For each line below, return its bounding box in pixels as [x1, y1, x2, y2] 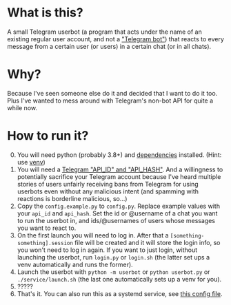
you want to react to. [17, 224, 77, 232]
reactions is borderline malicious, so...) [17, 194, 128, 202]
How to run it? [7, 128, 89, 144]
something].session [17, 240, 74, 246]
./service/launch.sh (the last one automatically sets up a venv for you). [17, 275, 222, 283]
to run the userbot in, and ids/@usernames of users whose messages [17, 216, 216, 224]
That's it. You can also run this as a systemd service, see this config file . [17, 289, 223, 297]
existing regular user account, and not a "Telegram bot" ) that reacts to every [7, 34, 224, 43]
